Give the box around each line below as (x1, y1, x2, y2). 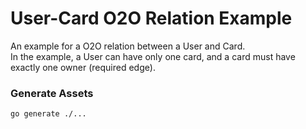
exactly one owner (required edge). (10, 61, 156, 73)
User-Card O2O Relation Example (10, 7, 293, 30)
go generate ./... (10, 109, 87, 119)
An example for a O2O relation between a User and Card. (10, 40, 246, 52)
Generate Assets (10, 86, 94, 100)
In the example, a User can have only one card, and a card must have (10, 50, 296, 62)
